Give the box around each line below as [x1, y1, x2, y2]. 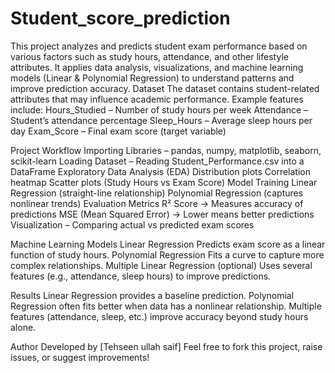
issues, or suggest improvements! [10, 351, 150, 363]
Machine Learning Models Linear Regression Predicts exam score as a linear [10, 238, 326, 250]
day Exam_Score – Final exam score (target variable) [10, 125, 227, 137]
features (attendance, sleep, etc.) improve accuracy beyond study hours [10, 310, 309, 322]
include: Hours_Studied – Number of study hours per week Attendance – [10, 103, 309, 116]
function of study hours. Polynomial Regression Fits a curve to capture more [10, 248, 325, 261]
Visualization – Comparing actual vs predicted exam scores [10, 218, 255, 231]
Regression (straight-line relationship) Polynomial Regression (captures [10, 187, 304, 199]
